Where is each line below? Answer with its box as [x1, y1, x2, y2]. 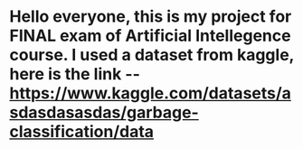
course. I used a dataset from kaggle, [9, 45, 295, 65]
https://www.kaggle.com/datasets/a [9, 83, 292, 104]
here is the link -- [9, 64, 140, 85]
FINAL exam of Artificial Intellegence [9, 25, 291, 46]
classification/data [9, 122, 155, 142]
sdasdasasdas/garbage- [9, 102, 199, 123]
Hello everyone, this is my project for [9, 6, 292, 27]
